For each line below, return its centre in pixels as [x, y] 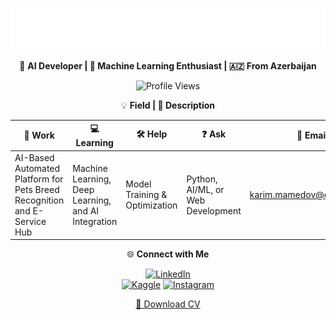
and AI [86, 210]
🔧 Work [39, 135]
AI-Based [34, 157]
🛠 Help [152, 134]
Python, [202, 179]
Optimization [151, 205]
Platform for [39, 179]
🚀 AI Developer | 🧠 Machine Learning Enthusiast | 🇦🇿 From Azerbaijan [168, 65]
